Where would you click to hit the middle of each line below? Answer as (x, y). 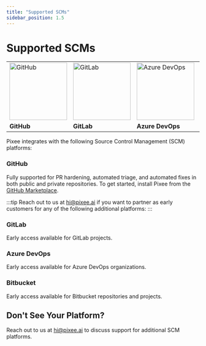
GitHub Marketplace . (32, 190)
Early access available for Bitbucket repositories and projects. (84, 296)
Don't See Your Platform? (55, 316)
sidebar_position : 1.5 (35, 18)
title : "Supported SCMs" (38, 12)
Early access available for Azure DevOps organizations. (76, 267)
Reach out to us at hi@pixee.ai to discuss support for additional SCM (93, 330)
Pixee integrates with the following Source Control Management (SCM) (96, 141)
